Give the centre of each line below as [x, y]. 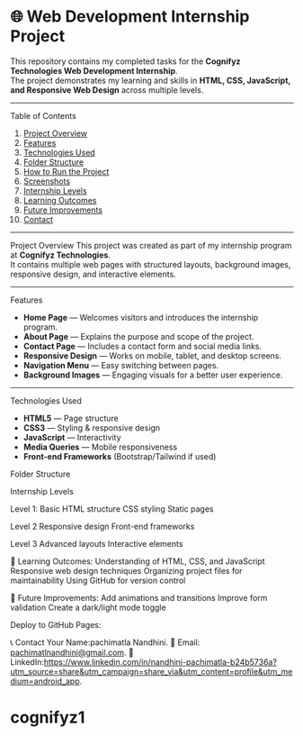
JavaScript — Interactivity [72, 437]
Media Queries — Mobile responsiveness [100, 447]
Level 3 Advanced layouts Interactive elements [97, 543]
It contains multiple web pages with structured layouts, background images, [151, 264]
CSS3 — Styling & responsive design [92, 427]
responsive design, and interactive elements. [93, 274]
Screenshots [47, 181]
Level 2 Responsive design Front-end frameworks [102, 526]
